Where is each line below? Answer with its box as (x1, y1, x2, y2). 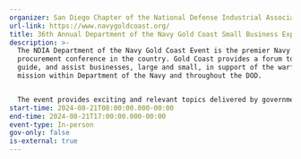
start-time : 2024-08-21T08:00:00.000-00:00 (9, 104, 175, 113)
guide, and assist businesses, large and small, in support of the (17, 63, 275, 72)
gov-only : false (9, 129, 70, 138)
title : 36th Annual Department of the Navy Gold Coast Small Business (9, 29, 279, 38)
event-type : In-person (9, 120, 94, 130)
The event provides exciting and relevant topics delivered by (17, 95, 258, 104)
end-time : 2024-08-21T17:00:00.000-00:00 (9, 112, 167, 121)
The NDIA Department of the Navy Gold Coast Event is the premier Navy (17, 46, 291, 55)
